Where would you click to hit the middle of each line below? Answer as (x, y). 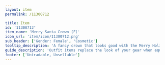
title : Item (17, 23)
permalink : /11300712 (27, 14)
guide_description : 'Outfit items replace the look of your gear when (79, 50)
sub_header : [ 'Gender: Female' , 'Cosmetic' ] (51, 41)
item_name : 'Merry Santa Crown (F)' (42, 32)
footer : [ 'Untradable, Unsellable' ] (42, 55)
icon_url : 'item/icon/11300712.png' (42, 37)
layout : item (18, 10)
